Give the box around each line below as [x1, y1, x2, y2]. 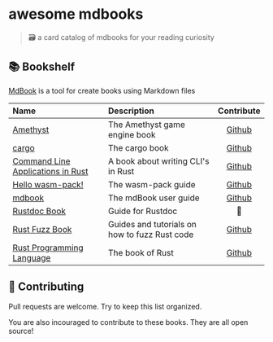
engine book [108, 129, 156, 140]
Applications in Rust [12, 165, 89, 177]
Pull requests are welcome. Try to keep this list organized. [8, 301, 202, 311]
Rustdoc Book [12, 205, 67, 217]
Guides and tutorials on [108, 218, 197, 230]
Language [12, 252, 51, 263]
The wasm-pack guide [108, 178, 197, 190]
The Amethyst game [108, 119, 185, 130]
